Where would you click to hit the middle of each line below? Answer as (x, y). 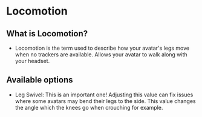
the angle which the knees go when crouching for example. (89, 107)
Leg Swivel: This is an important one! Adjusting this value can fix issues (104, 95)
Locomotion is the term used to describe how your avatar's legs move (102, 48)
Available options (40, 80)
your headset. (32, 61)
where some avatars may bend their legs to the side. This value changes (105, 101)
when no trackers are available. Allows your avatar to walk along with (101, 55)
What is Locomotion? (47, 34)
